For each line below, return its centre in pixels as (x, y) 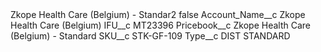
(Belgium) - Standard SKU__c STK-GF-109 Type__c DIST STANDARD (150, 36)
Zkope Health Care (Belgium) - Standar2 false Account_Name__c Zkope (158, 14)
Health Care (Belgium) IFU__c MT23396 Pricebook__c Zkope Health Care (160, 25)
